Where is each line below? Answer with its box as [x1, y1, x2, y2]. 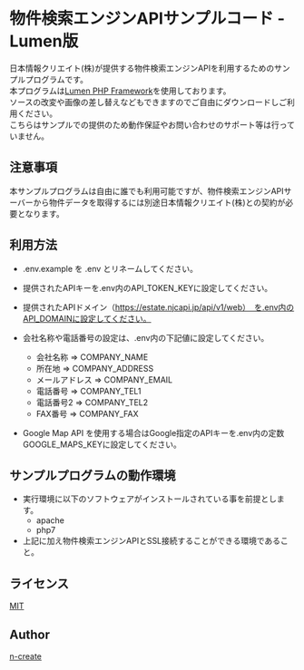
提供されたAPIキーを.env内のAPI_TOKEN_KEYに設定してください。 [22, 282, 273, 293]
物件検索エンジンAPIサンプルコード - [9, 8, 286, 29]
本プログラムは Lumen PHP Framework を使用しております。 [9, 85, 231, 96]
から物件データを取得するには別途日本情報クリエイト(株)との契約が [33, 197, 286, 208]
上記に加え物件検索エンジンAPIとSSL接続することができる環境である [22, 536, 281, 547]
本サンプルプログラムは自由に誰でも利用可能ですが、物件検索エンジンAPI [9, 185, 284, 196]
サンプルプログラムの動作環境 [9, 468, 176, 483]
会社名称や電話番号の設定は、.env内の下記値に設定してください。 [22, 332, 270, 343]
